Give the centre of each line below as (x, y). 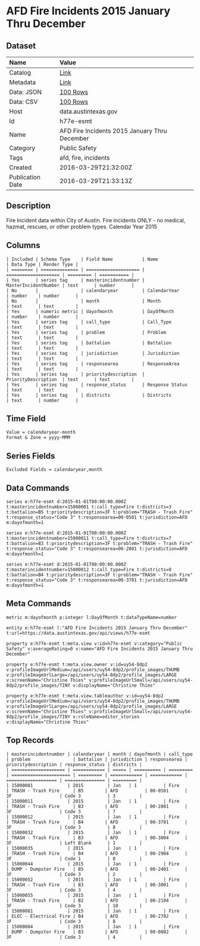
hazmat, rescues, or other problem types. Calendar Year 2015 (82, 226)
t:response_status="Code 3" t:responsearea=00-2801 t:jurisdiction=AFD (97, 549)
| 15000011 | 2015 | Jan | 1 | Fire (93, 801)
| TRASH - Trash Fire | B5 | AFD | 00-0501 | (97, 791)
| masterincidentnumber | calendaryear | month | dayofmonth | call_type (100, 754)
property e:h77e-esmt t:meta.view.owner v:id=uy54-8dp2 (77, 665)
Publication (25, 177)
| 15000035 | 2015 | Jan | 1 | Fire (93, 848)
